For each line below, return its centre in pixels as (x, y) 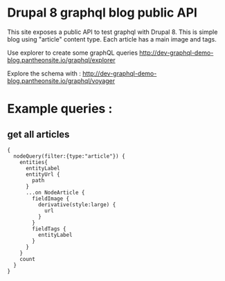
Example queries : (60, 109)
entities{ (34, 162)
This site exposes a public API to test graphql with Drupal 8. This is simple (112, 32)
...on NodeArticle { (55, 192)
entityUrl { (43, 174)
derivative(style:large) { (77, 205)
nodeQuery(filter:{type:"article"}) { (70, 156)
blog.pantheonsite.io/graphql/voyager (61, 80)
